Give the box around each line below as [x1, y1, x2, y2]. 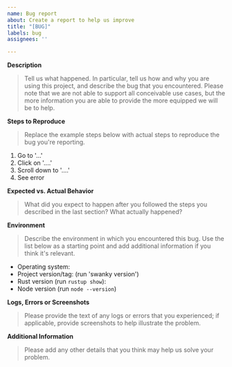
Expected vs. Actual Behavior [7, 187, 94, 195]
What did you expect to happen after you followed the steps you [24, 200, 208, 208]
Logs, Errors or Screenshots [7, 298, 90, 307]
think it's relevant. [24, 249, 75, 258]
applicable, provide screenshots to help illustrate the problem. [24, 319, 201, 328]
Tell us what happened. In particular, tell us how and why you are [24, 74, 210, 83]
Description [7, 61, 42, 69]
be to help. [24, 104, 55, 112]
